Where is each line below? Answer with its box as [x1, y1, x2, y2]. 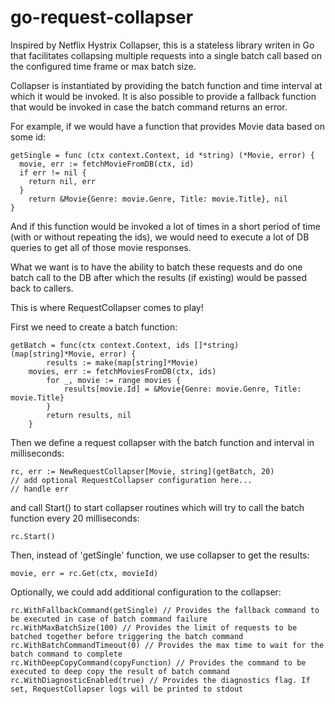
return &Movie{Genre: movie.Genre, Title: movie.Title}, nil [28, 194, 288, 204]
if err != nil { [19, 167, 87, 178]
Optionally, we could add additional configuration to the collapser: [10, 586, 282, 598]
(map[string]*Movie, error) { [10, 349, 137, 359]
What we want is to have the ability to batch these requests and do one [10, 261, 303, 273]
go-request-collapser [10, 6, 194, 29]
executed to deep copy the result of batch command [10, 666, 230, 676]
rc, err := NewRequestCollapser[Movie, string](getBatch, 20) [10, 466, 275, 476]
